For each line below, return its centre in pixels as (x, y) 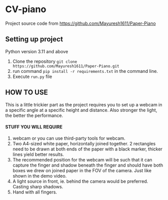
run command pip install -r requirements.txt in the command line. (85, 71)
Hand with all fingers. (35, 192)
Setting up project (34, 39)
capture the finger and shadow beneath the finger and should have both (88, 165)
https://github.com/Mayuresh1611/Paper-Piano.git (66, 66)
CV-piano (26, 9)
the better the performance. (34, 115)
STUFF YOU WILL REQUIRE (34, 127)
